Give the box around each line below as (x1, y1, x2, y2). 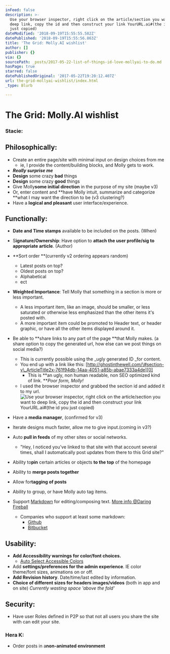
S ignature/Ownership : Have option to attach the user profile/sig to (12, 238, 155, 244)
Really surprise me (12, 167, 53, 173)
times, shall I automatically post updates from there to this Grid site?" (20, 449, 164, 455)
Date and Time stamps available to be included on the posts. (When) (12, 228, 157, 234)
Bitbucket (27, 525, 48, 531)
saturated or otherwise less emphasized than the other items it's (20, 309, 154, 315)
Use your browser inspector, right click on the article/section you (10, 17, 159, 22)
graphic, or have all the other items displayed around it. (20, 325, 136, 332)
